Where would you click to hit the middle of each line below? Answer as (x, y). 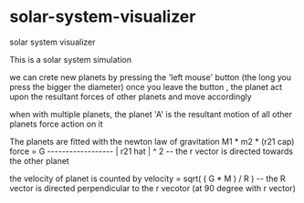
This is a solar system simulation (71, 59)
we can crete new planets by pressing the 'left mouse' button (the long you (151, 77)
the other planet (40, 160)
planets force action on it (56, 124)
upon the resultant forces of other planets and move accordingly (131, 96)
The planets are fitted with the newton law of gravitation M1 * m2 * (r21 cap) (152, 141)
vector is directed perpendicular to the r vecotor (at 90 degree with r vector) (153, 188)
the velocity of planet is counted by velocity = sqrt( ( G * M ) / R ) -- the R (147, 178)
